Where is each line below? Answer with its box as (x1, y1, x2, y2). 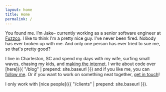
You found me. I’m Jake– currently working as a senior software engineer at (5, 30, 161, 36)
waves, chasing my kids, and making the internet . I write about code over (5, 61, 156, 67)
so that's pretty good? (5, 46, 51, 52)
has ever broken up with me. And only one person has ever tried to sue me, (5, 41, 160, 47)
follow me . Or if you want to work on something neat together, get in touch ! (5, 72, 160, 78)
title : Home (5, 12, 30, 17)
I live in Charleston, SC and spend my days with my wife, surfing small (5, 56, 150, 62)
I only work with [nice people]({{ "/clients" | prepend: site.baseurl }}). (5, 81, 147, 87)
